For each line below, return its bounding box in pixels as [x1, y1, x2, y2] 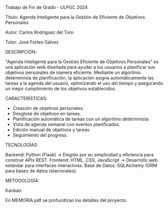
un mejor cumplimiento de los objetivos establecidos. [5, 86, 116, 92]
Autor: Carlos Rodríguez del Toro [5, 29, 74, 35]
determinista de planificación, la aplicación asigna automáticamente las [5, 75, 154, 80]
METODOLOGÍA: [5, 178, 39, 184]
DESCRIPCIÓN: [5, 49, 37, 55]
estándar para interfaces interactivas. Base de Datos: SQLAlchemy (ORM [5, 162, 157, 169]
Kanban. [5, 187, 23, 193]
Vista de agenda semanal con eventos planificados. [12, 121, 120, 127]
